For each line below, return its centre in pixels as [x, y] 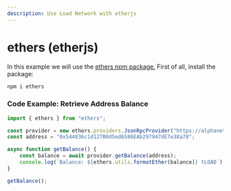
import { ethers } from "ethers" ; [57, 118]
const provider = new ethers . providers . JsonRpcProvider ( [90, 131]
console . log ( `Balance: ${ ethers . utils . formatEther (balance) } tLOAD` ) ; [123, 162]
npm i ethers [26, 87]
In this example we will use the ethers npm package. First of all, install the [111, 67]
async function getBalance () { [52, 149]
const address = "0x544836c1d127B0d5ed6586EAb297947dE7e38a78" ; [101, 137]
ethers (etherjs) [53, 47]
